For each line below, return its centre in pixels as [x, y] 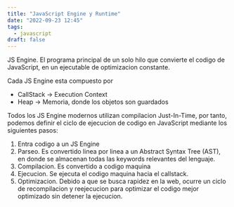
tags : [15, 27]
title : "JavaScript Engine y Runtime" [64, 14]
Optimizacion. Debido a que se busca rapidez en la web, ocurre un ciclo [122, 181]
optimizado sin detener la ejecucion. [70, 196]
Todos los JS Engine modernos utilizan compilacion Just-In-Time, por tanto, [117, 116]
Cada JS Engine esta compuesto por [60, 81]
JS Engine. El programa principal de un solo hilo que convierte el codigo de [116, 60]
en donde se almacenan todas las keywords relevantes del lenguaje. [116, 159]
